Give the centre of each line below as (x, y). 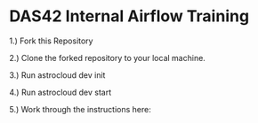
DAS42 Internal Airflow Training (129, 16)
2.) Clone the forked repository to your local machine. (108, 58)
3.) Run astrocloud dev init (57, 75)
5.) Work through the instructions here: (80, 109)
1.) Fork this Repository (51, 41)
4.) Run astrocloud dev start (60, 92)
